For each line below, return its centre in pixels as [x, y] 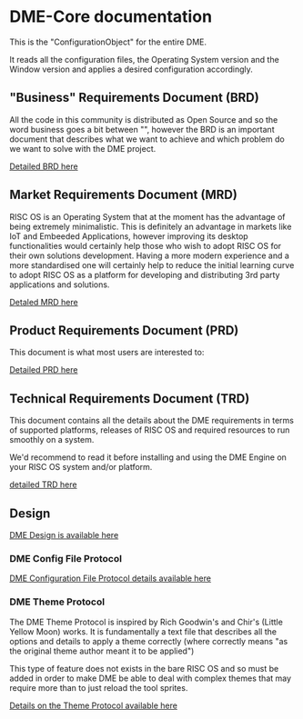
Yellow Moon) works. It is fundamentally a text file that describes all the [143, 631]
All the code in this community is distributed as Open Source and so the [144, 119]
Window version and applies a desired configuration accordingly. [131, 69]
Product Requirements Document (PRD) [124, 330]
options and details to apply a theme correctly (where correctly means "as [149, 641]
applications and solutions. [60, 285]
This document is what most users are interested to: [107, 353]
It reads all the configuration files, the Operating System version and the [144, 59]
